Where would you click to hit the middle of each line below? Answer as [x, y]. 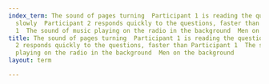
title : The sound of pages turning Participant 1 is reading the [121, 38]
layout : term [30, 61]
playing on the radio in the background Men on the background [125, 53]
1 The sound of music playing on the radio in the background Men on [138, 30]
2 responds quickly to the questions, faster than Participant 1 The [136, 46]
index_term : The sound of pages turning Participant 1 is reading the [130, 16]
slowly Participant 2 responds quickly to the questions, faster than [138, 23]
